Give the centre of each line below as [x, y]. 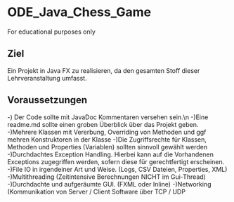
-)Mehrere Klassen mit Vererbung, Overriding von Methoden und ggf [107, 132]
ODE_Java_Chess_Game [79, 12]
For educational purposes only [52, 32]
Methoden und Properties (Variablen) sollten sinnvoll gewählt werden [108, 147]
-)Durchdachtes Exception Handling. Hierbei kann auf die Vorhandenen [111, 154]
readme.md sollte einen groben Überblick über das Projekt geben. [103, 124]
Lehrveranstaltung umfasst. [47, 78]
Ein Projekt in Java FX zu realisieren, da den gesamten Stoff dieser [104, 70]
